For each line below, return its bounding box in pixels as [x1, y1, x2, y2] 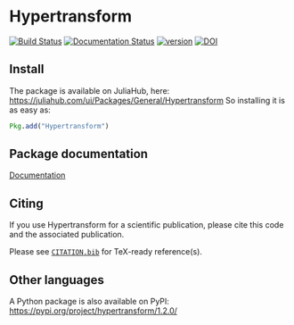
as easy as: [9, 104, 51, 115]
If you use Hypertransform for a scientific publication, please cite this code [9, 220, 284, 230]
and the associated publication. [9, 229, 125, 240]
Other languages [9, 272, 105, 287]
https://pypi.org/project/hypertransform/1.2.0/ [9, 305, 178, 316]
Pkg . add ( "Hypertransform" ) [9, 121, 110, 130]
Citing [9, 196, 44, 211]
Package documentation [9, 146, 149, 162]
